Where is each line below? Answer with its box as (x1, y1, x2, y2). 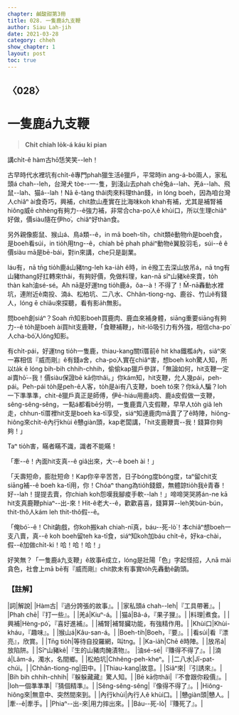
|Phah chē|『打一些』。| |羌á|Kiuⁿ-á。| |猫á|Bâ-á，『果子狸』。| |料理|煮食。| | (7, 610, 230, 619)
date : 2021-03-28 (7, 30, 59, 38)
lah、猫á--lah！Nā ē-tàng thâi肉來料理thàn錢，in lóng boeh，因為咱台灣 (18, 189, 231, 197)
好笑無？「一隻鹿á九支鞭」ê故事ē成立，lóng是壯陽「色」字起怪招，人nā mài (7, 556, 231, 564)
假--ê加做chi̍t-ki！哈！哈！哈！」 (7, 541, 105, 549)
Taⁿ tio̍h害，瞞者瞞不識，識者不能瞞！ (7, 442, 117, 450)
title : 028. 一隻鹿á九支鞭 (7, 17, 81, 24)
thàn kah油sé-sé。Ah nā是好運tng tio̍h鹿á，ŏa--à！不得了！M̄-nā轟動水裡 (7, 281, 224, 290)
